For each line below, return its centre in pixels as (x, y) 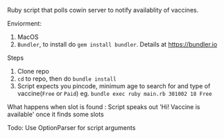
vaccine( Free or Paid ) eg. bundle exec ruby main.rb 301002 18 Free (115, 93)
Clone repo (33, 71)
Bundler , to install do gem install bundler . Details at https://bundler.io (117, 44)
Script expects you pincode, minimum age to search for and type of (114, 86)
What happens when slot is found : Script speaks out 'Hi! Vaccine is (104, 107)
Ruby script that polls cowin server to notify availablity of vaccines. (103, 10)
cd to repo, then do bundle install (67, 79)
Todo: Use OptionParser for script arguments (71, 128)
